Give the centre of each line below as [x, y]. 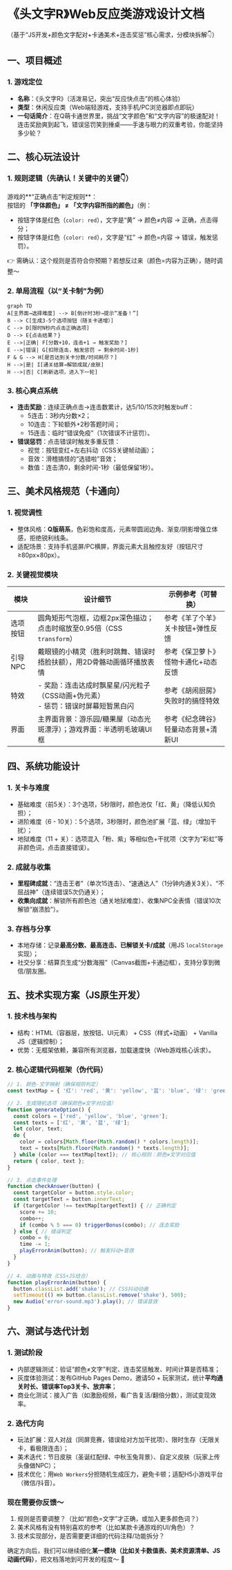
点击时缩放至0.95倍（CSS [80, 628]
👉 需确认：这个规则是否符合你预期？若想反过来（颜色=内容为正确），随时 [112, 261]
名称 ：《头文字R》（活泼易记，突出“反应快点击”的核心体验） [100, 98]
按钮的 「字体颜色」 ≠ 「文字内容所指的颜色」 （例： [80, 205]
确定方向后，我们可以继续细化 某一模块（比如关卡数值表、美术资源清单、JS [114, 1551]
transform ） [57, 639]
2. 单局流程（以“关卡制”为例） [58, 291]
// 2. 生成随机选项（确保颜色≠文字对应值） [62, 1103]
